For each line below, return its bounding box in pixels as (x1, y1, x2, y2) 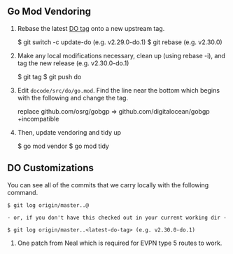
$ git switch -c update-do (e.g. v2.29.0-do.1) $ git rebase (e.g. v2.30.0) (17, 38, 223, 46)
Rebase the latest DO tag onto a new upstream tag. (17, 24, 165, 32)
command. (7, 188, 38, 196)
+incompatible (17, 114, 59, 123)
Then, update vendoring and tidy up (17, 128, 121, 136)
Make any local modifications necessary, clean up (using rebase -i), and (17, 51, 226, 60)
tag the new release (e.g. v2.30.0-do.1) (17, 59, 129, 67)
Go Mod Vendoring (7, 6, 92, 18)
